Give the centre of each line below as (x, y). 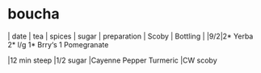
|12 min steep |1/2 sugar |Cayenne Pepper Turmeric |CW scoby (112, 60)
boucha (34, 14)
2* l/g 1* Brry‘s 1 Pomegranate (58, 44)
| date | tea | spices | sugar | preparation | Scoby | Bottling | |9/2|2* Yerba (130, 36)
